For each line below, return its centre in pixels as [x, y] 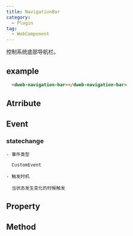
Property [23, 206]
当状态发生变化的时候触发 [39, 188]
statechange [25, 141]
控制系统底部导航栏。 [32, 52]
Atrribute [24, 103]
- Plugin [22, 23]
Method [21, 227]
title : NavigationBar [33, 12]
